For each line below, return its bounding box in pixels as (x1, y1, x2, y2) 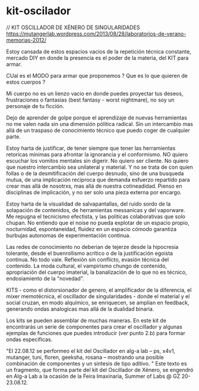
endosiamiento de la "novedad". (6, 275, 84, 282)
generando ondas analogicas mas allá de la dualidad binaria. (6, 305, 154, 313)
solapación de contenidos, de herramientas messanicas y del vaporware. (6, 206, 185, 213)
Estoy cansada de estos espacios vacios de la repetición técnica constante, (6, 48, 191, 55)
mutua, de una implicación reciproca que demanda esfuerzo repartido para (6, 176, 190, 183)
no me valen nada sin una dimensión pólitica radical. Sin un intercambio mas (6, 120, 193, 127)
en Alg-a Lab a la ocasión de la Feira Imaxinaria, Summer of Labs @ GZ (6, 373, 181, 380)
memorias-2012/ (6, 36, 46, 43)
